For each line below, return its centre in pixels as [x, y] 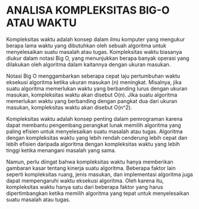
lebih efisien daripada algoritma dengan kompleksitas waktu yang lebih [93, 144]
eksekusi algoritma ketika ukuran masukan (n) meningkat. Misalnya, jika [94, 82]
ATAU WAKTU [42, 23]
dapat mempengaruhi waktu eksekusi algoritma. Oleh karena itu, [85, 181]
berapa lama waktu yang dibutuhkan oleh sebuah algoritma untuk [86, 46]
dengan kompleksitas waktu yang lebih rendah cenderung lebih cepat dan [97, 137]
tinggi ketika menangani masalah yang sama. [61, 150]
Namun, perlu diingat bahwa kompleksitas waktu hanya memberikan [90, 162]
